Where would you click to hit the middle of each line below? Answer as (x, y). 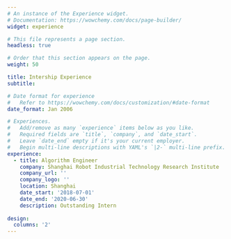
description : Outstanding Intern (68, 206)
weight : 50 (23, 65)
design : (18, 219)
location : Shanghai (48, 186)
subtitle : (22, 83)
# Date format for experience (51, 96)
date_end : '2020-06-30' (54, 199)
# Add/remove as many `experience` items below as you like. (101, 128)
